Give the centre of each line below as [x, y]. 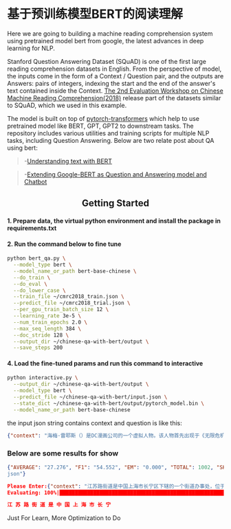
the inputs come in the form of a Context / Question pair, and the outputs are [115, 76]
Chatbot [35, 181]
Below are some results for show [63, 453]
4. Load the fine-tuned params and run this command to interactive [105, 363]
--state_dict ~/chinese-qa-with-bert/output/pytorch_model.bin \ [109, 403]
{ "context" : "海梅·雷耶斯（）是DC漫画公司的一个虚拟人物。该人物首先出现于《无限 [111, 436]
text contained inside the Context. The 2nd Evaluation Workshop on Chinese [115, 91]
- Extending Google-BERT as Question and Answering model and [115, 174]
